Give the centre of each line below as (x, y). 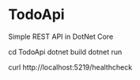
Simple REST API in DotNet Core (61, 36)
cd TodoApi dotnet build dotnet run (65, 51)
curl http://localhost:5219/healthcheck (70, 67)
